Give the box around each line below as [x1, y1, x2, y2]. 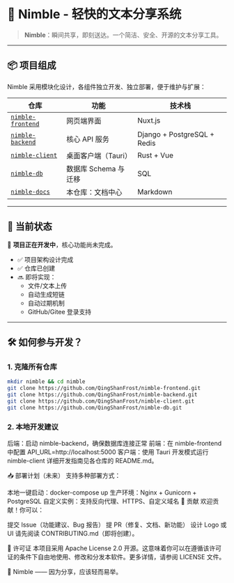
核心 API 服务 [65, 134, 109, 143]
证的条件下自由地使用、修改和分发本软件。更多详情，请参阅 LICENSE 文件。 [7, 552, 226, 561]
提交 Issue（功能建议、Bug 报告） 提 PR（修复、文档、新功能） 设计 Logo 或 [7, 520, 227, 529]
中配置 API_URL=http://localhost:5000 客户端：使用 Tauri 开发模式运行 [7, 447, 209, 456]
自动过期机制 [27, 299, 65, 307]
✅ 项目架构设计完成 [17, 255, 74, 263]
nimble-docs [10, 187, 51, 196]
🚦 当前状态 [7, 221, 52, 233]
